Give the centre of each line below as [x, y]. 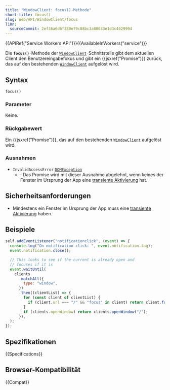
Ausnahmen [21, 158]
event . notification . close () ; [40, 251]
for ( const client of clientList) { [62, 298]
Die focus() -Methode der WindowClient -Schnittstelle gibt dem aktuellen [80, 53]
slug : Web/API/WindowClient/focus [42, 19]
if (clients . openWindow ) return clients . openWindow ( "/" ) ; [86, 312]
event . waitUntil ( [28, 269]
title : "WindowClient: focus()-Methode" [49, 10]
